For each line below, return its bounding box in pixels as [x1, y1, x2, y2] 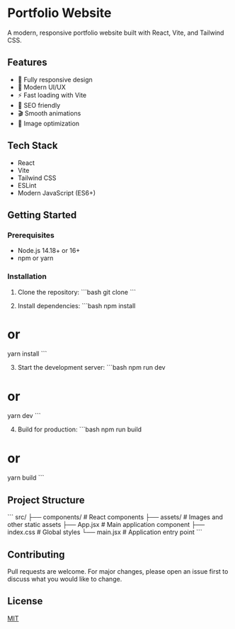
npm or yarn [17, 254, 54, 263]
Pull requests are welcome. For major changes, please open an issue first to [7, 567, 229, 575]
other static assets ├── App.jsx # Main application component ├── [7, 521, 205, 529]
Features [7, 57, 47, 69]
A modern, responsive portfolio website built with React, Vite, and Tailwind [7, 28, 224, 37]
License [7, 595, 43, 607]
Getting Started [7, 209, 77, 221]
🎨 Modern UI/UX [17, 83, 66, 91]
